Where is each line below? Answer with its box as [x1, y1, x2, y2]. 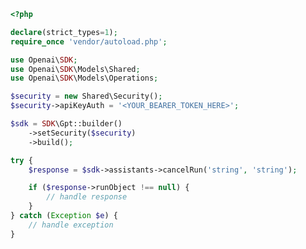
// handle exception [28, 220, 114, 230]
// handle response [46, 192, 128, 202]
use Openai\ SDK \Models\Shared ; [10, 64, 141, 74]
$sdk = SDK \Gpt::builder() [10, 119, 123, 129]
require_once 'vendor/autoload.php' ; [10, 36, 168, 47]
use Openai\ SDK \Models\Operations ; [10, 73, 159, 84]
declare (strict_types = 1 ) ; [10, 27, 118, 37]
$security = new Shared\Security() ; [10, 91, 163, 102]
